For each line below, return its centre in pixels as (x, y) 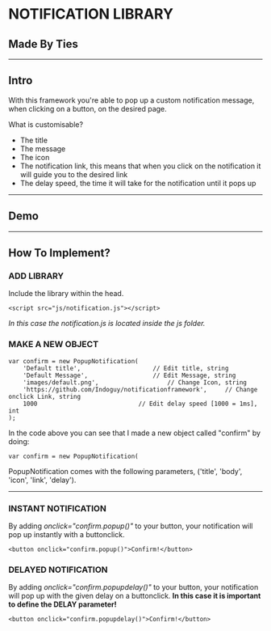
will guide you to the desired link (74, 174)
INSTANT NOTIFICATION (57, 508)
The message (43, 148)
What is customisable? (46, 124)
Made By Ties (43, 44)
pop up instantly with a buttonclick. (67, 534)
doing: (19, 441)
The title (34, 140)
